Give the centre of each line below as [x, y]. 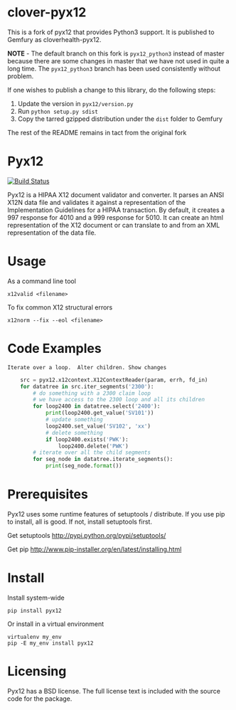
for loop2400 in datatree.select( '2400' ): [97, 406]
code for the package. [40, 699]
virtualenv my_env [34, 637]
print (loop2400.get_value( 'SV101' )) [100, 413]
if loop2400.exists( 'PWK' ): [87, 439]
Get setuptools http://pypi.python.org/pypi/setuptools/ [87, 535]
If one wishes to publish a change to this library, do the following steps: [112, 90]
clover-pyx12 [47, 12]
